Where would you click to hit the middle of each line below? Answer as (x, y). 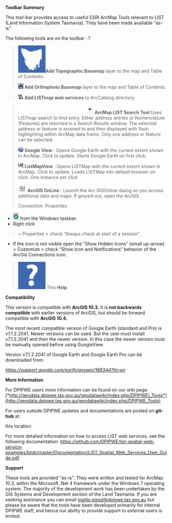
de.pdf (12, 458)
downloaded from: (25, 360)
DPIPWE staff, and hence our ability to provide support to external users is (84, 510)
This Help (57, 287)
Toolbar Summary (25, 7)
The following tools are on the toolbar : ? (48, 38)
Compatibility (20, 297)
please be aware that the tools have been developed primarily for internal (83, 505)
